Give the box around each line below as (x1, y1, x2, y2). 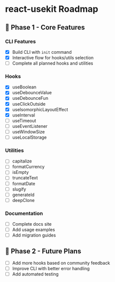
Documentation (5, 210, 43, 217)
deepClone (12, 197, 35, 203)
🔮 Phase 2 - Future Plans (5, 247, 82, 255)
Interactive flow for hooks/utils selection (12, 54, 94, 60)
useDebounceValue (12, 90, 52, 96)
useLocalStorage (12, 134, 47, 140)
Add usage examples (12, 227, 55, 233)
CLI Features (5, 38, 36, 45)
